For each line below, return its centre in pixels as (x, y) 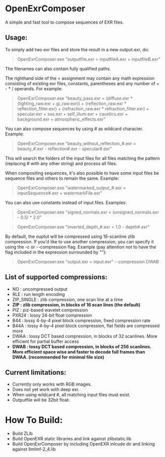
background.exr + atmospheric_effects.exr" (61, 119)
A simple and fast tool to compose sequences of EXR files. (65, 22)
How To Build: (34, 420)
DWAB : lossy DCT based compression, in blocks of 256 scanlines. (82, 346)
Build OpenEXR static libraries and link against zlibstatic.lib (72, 439)
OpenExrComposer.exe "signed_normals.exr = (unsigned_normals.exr (88, 212)
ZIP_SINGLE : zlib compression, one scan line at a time (67, 299)
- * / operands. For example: (34, 89)
